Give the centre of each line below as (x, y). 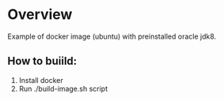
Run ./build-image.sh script (63, 88)
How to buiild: (42, 61)
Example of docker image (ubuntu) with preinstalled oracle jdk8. (112, 36)
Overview (40, 15)
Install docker (41, 80)
